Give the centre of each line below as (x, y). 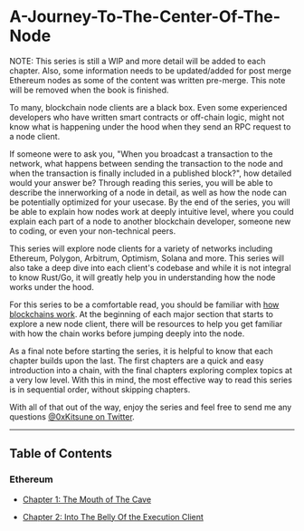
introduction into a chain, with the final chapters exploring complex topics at (151, 370)
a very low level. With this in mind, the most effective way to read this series (151, 380)
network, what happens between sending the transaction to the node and (146, 163)
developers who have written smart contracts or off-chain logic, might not (147, 117)
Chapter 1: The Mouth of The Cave (87, 499)
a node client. (35, 136)
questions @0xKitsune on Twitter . (72, 416)
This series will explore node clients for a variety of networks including (141, 248)
